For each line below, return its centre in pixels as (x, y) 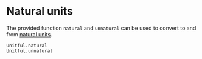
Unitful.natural (27, 46)
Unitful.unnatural (30, 51)
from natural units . (30, 34)
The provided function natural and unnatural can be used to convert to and (101, 28)
